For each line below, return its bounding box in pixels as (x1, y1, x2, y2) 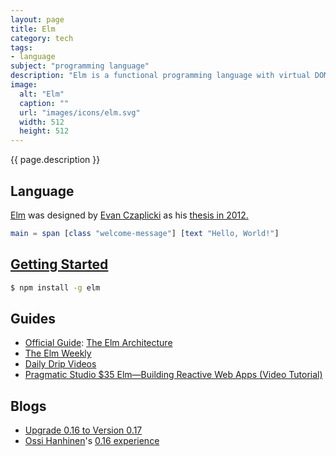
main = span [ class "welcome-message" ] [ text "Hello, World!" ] (10, 228, 280, 238)
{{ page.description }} (10, 154, 101, 166)
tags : (10, 42, 33, 53)
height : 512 (19, 126, 70, 136)
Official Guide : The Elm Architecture (24, 337, 173, 349)
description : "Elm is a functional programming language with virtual (10, 71, 311, 81)
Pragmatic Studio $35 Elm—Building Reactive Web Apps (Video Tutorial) (24, 369, 323, 381)
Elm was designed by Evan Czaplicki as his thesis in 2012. (10, 209, 249, 221)
